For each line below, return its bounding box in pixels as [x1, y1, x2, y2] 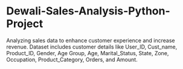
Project [6, 17, 43, 31]
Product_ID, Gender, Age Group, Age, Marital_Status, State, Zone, [6, 49, 169, 56]
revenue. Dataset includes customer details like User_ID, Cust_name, [6, 43, 178, 50]
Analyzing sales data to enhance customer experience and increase [6, 37, 175, 44]
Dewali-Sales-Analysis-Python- [6, 4, 170, 18]
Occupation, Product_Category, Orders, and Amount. [6, 56, 138, 63]
